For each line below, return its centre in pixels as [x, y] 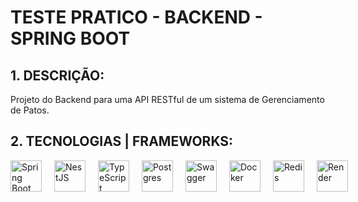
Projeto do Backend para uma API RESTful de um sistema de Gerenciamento [167, 99]
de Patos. [30, 110]
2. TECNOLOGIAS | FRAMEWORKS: [122, 141]
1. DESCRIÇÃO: [57, 75]
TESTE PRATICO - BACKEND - [136, 17]
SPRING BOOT [70, 38]
